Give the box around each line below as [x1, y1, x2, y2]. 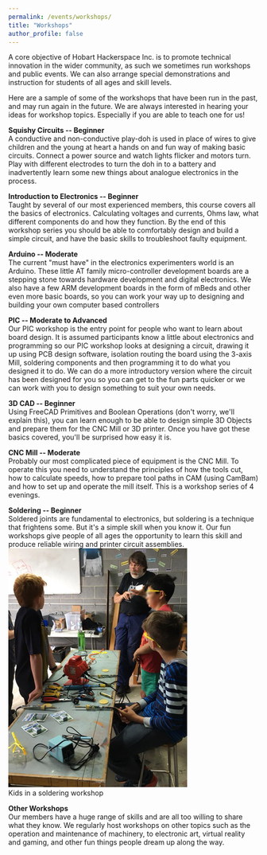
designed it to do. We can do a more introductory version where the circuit [8, 366, 253, 376]
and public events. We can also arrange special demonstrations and [8, 69, 230, 79]
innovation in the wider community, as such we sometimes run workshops [8, 61, 251, 71]
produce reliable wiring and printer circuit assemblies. [8, 540, 185, 549]
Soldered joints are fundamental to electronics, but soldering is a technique [8, 514, 254, 524]
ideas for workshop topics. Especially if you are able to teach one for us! [8, 110, 245, 119]
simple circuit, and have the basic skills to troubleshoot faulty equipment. [8, 234, 248, 244]
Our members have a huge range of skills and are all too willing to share [8, 812, 243, 822]
